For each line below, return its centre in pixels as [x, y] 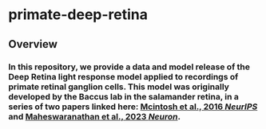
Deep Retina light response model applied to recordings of [123, 76]
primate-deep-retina [78, 15]
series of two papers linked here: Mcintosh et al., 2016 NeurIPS [133, 107]
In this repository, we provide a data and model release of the [129, 67]
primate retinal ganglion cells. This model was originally [119, 87]
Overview [33, 44]
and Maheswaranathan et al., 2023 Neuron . [95, 116]
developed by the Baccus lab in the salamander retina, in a [124, 96]
